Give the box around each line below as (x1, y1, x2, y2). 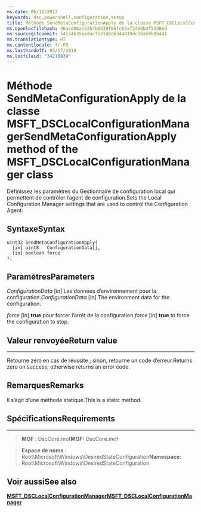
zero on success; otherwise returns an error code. (7, 363, 131, 370)
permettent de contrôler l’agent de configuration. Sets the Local (7, 194, 162, 201)
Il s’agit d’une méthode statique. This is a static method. (7, 396, 142, 403)
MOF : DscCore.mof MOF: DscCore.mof (21, 435, 119, 442)
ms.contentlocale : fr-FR (7, 42, 69, 48)
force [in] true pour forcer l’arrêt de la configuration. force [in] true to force (7, 312, 190, 319)
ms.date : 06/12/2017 (7, 8, 58, 15)
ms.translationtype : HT (7, 36, 66, 42)
